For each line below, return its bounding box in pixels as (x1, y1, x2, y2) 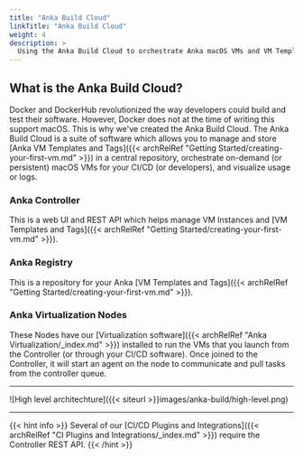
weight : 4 (9, 30, 47, 39)
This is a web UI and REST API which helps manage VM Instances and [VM (9, 214, 288, 226)
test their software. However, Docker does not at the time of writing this (9, 114, 275, 125)
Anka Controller (9, 193, 81, 206)
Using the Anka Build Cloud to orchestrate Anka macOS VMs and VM (17, 47, 272, 56)
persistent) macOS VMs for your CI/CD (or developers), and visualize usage (9, 162, 291, 173)
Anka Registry (9, 257, 74, 269)
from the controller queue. (9, 368, 107, 379)
